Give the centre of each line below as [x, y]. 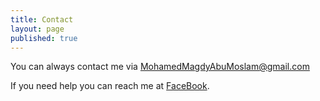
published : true [44, 38]
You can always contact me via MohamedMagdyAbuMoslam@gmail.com [160, 67]
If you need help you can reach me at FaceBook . [110, 86]
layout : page [37, 29]
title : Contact [42, 19]
